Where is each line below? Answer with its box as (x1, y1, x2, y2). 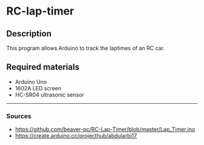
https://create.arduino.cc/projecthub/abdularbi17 (15, 132, 137, 140)
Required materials (6, 62, 80, 72)
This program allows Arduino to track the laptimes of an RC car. (6, 44, 165, 52)
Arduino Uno (15, 78, 47, 86)
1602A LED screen (15, 84, 62, 92)
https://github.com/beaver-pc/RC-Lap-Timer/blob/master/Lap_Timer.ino (15, 126, 195, 133)
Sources (6, 112, 32, 120)
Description (6, 29, 52, 39)
